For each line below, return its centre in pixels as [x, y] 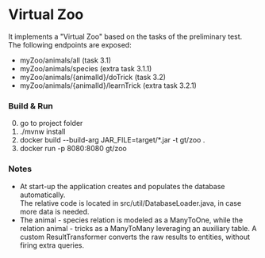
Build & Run [31, 106]
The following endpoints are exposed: [70, 44]
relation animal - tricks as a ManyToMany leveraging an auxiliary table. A [138, 228]
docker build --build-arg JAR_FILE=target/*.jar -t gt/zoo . [112, 140]
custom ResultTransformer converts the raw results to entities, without [134, 237]
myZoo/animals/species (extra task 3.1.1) [86, 68]
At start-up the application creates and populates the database [122, 186]
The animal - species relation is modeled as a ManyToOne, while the [131, 220]
